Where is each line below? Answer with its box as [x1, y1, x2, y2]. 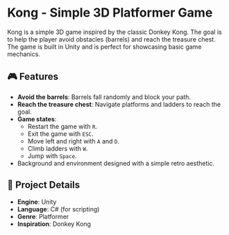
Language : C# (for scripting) [17, 204, 100, 213]
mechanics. [7, 50, 40, 58]
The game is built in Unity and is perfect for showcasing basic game [7, 42, 202, 51]
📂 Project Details [7, 179, 80, 191]
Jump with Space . [27, 151, 78, 160]
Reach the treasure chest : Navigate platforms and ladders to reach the [17, 100, 221, 108]
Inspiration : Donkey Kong [17, 220, 92, 228]
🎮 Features [7, 71, 59, 82]
